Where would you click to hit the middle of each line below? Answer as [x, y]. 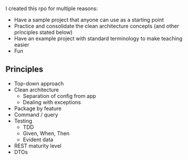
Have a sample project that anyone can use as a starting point [89, 20]
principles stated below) [43, 32]
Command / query [36, 114]
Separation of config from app [59, 96]
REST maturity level [38, 145]
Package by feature [38, 108]
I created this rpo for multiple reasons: [52, 8]
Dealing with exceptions [52, 102]
